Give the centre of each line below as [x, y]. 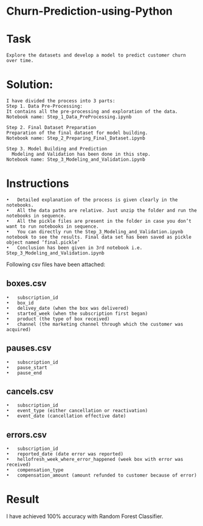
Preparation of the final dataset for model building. [77, 133]
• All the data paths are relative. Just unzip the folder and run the [102, 211]
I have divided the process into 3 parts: [61, 101]
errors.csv [27, 434]
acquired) [19, 329]
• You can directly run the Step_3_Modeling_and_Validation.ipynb [95, 232]
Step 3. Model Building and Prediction [57, 149]
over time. [20, 61]
